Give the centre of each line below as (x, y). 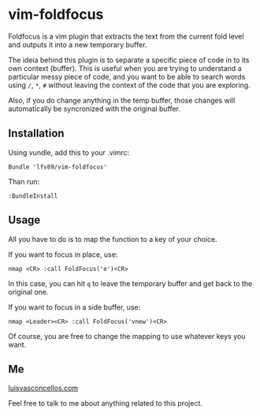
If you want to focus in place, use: (63, 254)
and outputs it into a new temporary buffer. (78, 44)
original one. (28, 292)
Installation (36, 134)
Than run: (24, 181)
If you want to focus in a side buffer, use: (74, 307)
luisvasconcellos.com (43, 388)
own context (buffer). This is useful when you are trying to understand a (125, 68)
